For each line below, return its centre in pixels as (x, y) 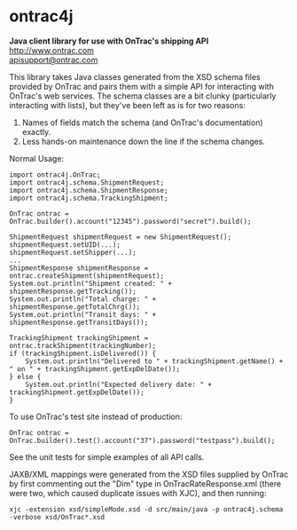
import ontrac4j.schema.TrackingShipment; (89, 198)
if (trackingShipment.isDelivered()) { (83, 353)
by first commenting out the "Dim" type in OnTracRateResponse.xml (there (145, 483)
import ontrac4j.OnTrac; (55, 175)
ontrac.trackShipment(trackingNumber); (83, 345)
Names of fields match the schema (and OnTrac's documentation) (142, 123)
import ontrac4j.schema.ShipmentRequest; (87, 182)
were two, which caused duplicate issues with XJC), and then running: (138, 493)
